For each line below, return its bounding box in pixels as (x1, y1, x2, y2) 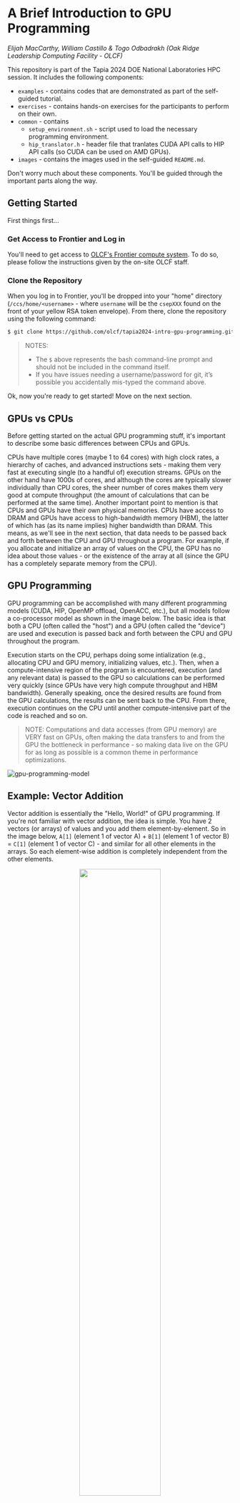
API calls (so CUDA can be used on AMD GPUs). (28, 147, 171, 156)
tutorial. (40, 94, 63, 103)
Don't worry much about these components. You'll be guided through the (7, 169, 223, 177)
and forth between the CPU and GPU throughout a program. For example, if (7, 536, 230, 545)
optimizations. (24, 755, 67, 764)
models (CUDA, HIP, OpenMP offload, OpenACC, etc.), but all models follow (7, 606, 231, 615)
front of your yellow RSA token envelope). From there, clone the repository (7, 307, 226, 316)
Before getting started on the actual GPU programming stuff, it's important (7, 431, 226, 440)
